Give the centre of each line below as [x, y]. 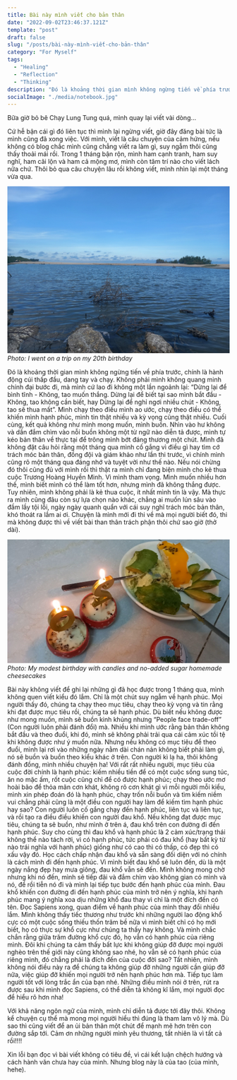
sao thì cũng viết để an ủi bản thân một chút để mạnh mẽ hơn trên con [109, 1026]
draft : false [26, 37]
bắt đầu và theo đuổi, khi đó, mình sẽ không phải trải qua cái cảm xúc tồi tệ [116, 735]
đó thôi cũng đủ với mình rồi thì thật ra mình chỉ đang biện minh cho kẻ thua [117, 470]
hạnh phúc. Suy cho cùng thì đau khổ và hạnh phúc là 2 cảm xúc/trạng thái [116, 832]
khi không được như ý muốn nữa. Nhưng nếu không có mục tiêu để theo [112, 742]
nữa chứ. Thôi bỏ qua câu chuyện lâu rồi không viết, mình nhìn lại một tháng [117, 169]
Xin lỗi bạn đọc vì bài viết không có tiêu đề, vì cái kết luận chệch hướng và [115, 1055]
